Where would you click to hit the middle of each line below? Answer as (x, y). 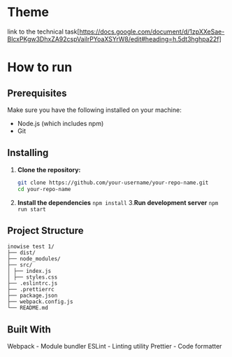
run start (32, 209)
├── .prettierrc (31, 290)
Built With (29, 329)
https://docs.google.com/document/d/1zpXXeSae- (152, 31)
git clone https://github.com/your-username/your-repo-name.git (113, 183)
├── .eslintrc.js (32, 283)
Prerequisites (37, 93)
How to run (40, 68)
